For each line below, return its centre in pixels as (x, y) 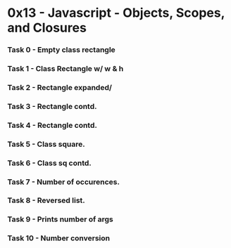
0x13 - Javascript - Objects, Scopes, (116, 13)
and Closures (47, 28)
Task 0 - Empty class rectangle (62, 50)
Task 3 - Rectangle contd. (52, 106)
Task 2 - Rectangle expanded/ (60, 87)
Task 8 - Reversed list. (46, 200)
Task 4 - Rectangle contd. (52, 125)
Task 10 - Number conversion (59, 238)
